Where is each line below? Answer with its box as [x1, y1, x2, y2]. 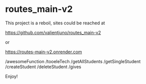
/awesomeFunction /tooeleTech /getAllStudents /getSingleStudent [5, 58, 141, 64]
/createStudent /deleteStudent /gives [5, 64, 81, 70]
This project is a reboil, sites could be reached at [5, 20, 106, 26]
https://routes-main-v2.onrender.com [5, 49, 82, 55]
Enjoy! [5, 73, 18, 79]
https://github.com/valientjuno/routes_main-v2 [5, 29, 101, 35]
